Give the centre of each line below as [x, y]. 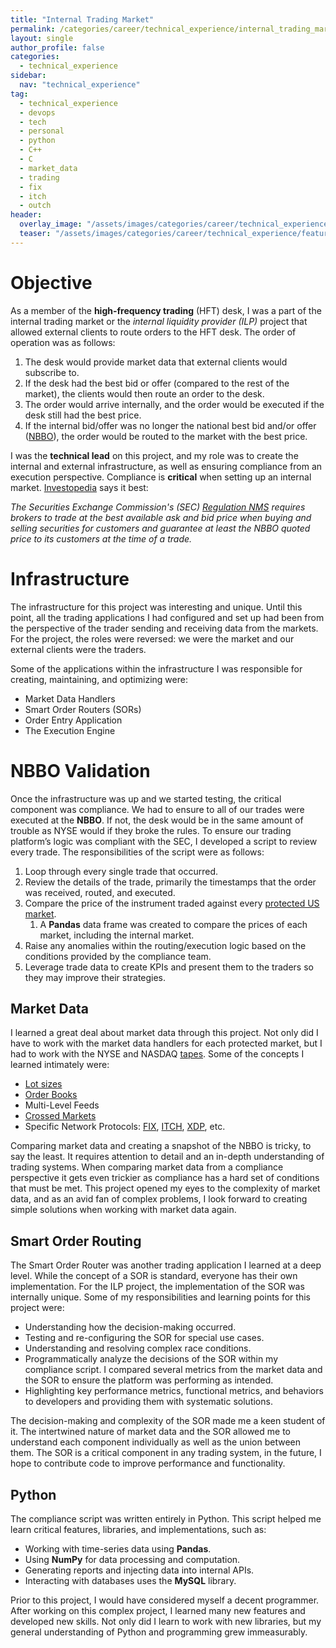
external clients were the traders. [78, 649]
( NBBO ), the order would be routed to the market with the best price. [166, 436]
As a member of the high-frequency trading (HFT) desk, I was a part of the [166, 310]
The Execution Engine [70, 730]
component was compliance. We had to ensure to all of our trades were [157, 809]
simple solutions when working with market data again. [123, 1210]
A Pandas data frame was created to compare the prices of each [173, 924]
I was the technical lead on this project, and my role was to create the [154, 455]
